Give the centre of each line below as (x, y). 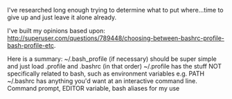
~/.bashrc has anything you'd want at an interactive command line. (102, 81)
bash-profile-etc (30, 45)
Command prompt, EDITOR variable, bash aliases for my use (93, 88)
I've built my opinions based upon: (56, 31)
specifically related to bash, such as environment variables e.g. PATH (106, 73)
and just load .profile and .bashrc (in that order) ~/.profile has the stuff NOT (115, 66)
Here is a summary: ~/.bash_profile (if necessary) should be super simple (112, 59)
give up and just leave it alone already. (62, 17)
